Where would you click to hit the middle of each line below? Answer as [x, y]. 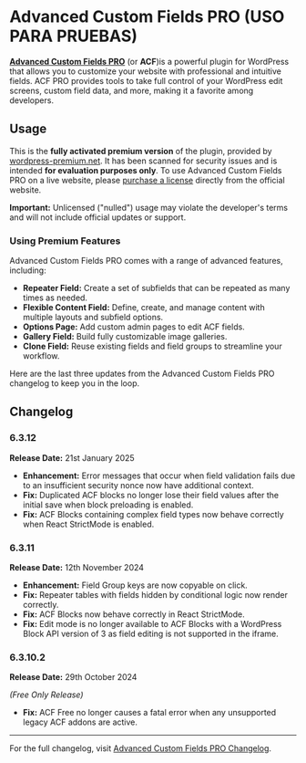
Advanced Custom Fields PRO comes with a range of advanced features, [147, 261]
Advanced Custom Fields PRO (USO [147, 17]
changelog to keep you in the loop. [74, 383]
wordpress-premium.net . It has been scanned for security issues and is [143, 161]
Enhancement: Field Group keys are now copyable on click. [135, 585]
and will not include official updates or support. [98, 217]
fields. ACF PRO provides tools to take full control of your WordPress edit [146, 80]
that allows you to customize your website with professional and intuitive [146, 71]
